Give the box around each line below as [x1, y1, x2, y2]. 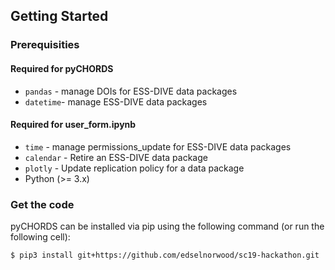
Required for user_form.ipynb [10, 119, 137, 131]
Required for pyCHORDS [10, 62, 114, 74]
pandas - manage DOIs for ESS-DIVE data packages [24, 85, 238, 97]
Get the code [10, 197, 75, 211]
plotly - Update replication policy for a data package [24, 162, 245, 174]
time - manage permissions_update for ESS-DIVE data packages [24, 140, 292, 153]
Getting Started [10, 8, 109, 25]
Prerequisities [10, 38, 80, 52]
